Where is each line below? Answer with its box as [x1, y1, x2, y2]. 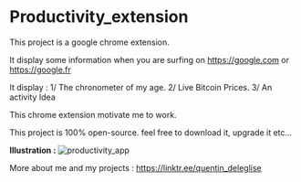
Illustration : [9, 145, 57, 155]
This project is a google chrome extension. [9, 37, 171, 48]
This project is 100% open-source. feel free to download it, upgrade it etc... [9, 126, 293, 138]
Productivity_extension [9, 6, 189, 27]
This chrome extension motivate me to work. [9, 109, 177, 120]
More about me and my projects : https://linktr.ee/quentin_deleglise [9, 162, 262, 173]
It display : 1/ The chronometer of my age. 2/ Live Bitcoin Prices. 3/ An [9, 81, 273, 92]
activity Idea [9, 91, 57, 102]
